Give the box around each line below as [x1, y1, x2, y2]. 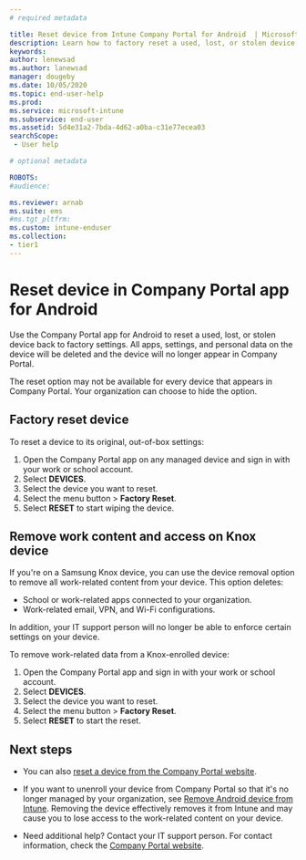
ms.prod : [9, 98, 43, 107]
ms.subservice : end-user [9, 115, 104, 124]
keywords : [9, 47, 47, 56]
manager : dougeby [9, 72, 76, 82]
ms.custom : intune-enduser [9, 223, 112, 233]
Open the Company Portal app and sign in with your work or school [22, 667, 276, 678]
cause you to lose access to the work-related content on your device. [22, 813, 284, 824]
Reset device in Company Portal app [9, 279, 290, 300]
